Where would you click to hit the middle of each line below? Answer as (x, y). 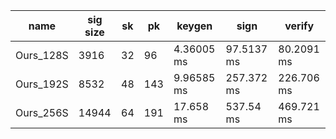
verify (299, 26)
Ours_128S (42, 55)
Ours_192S (42, 84)
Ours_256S (42, 112)
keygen (194, 26)
